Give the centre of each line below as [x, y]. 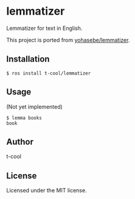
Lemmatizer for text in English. [44, 28]
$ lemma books [24, 118]
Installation [28, 59]
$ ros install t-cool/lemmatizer [49, 73]
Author [20, 142]
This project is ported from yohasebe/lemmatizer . [68, 40]
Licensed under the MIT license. [47, 190]
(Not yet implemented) [34, 107]
